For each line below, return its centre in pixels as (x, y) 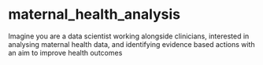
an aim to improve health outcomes (65, 52)
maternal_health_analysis (94, 14)
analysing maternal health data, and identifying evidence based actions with (131, 44)
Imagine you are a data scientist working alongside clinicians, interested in (129, 36)
